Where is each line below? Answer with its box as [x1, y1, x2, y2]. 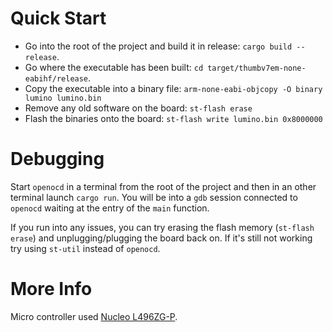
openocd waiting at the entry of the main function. [10, 202, 210, 214]
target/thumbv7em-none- [207, 63, 307, 73]
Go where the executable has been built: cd [24, 61, 204, 73]
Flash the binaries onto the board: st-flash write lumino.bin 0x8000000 [24, 112, 323, 124]
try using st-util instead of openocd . [10, 242, 161, 254]
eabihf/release [24, 73, 89, 84]
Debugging [10, 148, 105, 171]
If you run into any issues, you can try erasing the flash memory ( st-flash [10, 221, 315, 233]
